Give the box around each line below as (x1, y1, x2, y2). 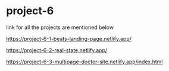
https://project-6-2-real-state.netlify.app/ (6, 46, 108, 54)
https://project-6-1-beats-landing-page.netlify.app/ (6, 35, 132, 42)
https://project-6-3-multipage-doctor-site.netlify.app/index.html (6, 58, 163, 65)
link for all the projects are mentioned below (6, 24, 114, 31)
